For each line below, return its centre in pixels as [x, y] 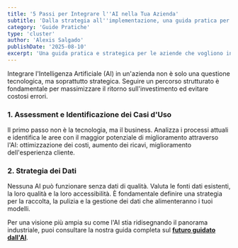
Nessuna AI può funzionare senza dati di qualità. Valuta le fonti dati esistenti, [119, 186]
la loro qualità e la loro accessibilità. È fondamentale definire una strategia [115, 194]
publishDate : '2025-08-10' [47, 47]
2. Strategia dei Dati [42, 171]
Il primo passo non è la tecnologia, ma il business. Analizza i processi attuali [118, 130]
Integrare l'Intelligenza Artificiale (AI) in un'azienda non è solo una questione [119, 73]
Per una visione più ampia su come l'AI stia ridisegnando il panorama [108, 222]
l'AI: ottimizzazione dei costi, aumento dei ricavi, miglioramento [100, 145]
